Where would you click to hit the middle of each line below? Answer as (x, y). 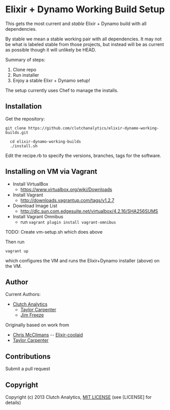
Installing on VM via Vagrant (51, 172)
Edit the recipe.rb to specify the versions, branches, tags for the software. (83, 155)
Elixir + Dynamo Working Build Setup (85, 9)
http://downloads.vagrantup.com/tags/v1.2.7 (67, 200)
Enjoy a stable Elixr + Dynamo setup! (51, 80)
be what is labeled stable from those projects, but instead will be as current (85, 44)
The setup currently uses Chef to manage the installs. (62, 90)
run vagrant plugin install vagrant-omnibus (68, 222)
